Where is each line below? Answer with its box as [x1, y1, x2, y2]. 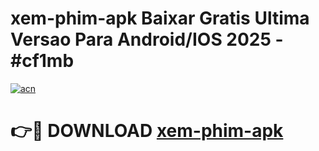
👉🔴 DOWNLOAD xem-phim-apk [10, 120, 284, 142]
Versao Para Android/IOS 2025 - [10, 28, 284, 51]
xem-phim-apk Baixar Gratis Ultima [10, 7, 310, 30]
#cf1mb [10, 50, 75, 72]
